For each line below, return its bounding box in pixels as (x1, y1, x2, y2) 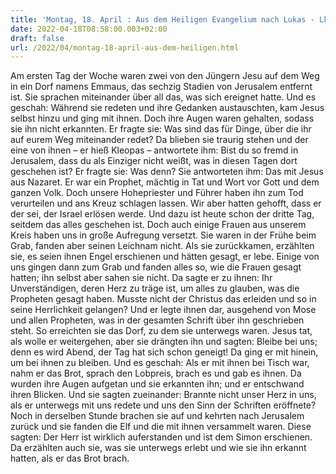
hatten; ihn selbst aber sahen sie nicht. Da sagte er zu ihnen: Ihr (10, 272, 273, 284)
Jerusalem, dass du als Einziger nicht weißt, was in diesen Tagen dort (10, 155, 298, 167)
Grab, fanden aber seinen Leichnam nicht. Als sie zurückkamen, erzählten (10, 240, 315, 252)
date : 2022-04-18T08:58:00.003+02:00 (10, 24, 168, 34)
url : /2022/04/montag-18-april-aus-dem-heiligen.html (10, 42, 240, 53)
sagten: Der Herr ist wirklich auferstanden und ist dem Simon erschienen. (10, 431, 313, 443)
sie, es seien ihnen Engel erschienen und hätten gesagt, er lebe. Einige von (10, 251, 320, 263)
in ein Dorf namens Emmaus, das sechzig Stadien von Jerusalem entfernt (10, 81, 313, 93)
